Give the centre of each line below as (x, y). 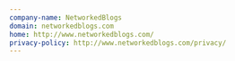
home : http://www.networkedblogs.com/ (82, 34)
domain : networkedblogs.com (62, 26)
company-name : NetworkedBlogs (66, 17)
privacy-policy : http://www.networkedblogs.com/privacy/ (118, 43)
